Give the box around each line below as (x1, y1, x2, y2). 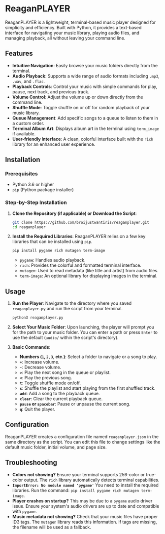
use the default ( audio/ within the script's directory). (12, 334, 119, 341)
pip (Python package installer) (12, 187, 74, 193)
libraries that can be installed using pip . (12, 239, 93, 245)
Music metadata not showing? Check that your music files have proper (12, 513, 158, 519)
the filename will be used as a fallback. (12, 524, 91, 530)
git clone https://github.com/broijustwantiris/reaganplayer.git (12, 220, 149, 225)
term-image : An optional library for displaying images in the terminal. (19, 273, 158, 279)
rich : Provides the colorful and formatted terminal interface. (19, 262, 142, 268)
